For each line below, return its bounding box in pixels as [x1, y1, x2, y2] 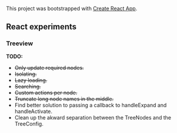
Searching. [14, 83, 41, 90]
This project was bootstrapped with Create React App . [6, 5, 138, 12]
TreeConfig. [14, 120, 44, 127]
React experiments [6, 22, 77, 32]
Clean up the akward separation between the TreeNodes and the [14, 114, 172, 121]
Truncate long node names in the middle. [14, 95, 114, 102]
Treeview [6, 39, 33, 47]
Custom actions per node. [14, 89, 77, 96]
